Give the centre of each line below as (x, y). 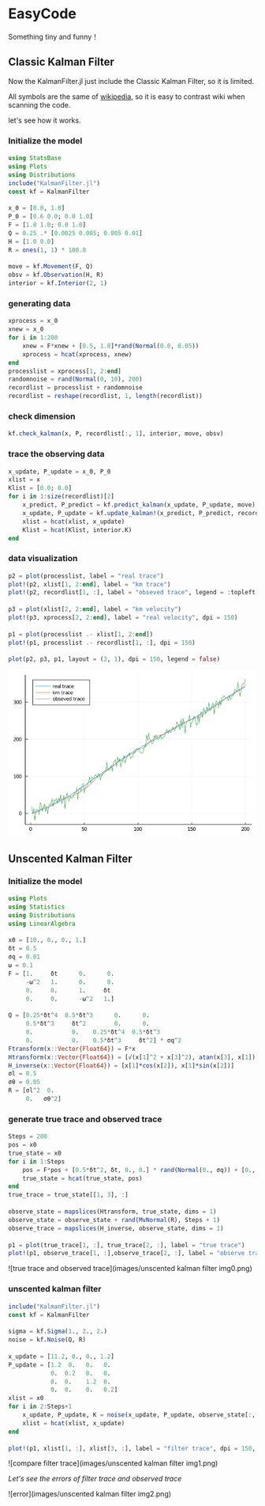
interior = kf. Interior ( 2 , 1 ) (58, 283)
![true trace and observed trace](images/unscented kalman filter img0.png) (130, 1269)
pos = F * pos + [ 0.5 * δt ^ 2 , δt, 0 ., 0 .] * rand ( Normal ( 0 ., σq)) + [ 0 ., (139, 1170)
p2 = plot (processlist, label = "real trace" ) (86, 576)
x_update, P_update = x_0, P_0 (60, 472)
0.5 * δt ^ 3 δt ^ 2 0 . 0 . (88, 1024)
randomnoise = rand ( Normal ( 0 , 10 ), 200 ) (76, 379)
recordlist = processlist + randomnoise (76, 388)
